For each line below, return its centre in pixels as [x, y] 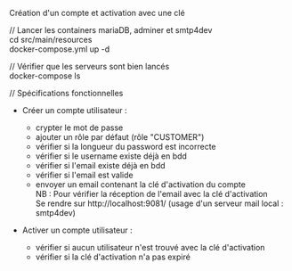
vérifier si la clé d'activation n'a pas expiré [113, 257]
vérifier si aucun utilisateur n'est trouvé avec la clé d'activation [150, 247]
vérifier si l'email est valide [84, 175]
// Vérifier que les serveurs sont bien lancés [89, 66]
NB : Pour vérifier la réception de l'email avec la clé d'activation [152, 194]
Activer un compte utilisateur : [77, 230]
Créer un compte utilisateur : [74, 110]
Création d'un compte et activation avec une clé [97, 13]
